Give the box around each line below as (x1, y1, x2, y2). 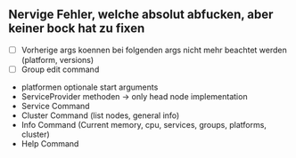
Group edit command (21, 64, 100, 75)
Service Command (21, 100, 90, 111)
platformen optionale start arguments (21, 82, 159, 92)
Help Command (21, 138, 79, 149)
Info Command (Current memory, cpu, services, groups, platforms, (21, 119, 267, 130)
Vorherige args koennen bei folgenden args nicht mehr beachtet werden (21, 44, 287, 55)
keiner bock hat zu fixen (8, 21, 145, 36)
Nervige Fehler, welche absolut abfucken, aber (8, 7, 274, 22)
